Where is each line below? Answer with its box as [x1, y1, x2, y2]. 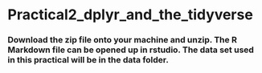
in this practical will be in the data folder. [7, 55, 170, 66]
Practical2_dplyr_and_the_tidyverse [7, 6, 254, 24]
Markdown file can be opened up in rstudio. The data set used [7, 44, 255, 55]
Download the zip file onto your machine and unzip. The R [7, 34, 238, 46]
